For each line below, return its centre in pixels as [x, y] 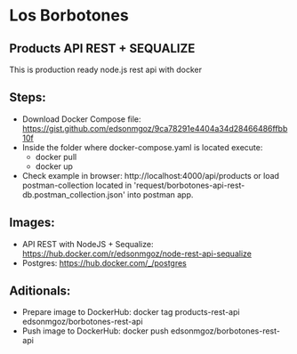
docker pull [56, 157]
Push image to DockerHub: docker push [95, 331]
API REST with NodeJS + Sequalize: [88, 244]
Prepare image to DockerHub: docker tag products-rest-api [131, 312]
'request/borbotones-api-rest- [189, 185]
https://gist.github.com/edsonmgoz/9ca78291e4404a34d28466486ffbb [155, 128]
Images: [32, 223]
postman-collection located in [77, 185]
